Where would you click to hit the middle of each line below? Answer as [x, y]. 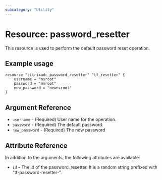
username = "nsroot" [35, 79]
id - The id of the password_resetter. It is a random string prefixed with [85, 167]
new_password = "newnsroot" [43, 88]
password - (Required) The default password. [58, 125]
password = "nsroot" [35, 84]
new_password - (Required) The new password [59, 130]
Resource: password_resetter [67, 34]
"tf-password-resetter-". [37, 172]
